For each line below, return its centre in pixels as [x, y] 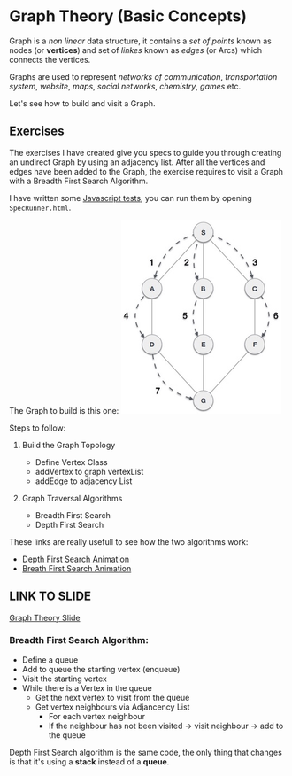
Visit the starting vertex [65, 679]
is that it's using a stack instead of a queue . [89, 761]
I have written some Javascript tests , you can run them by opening [131, 198]
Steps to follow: [38, 428]
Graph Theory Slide [45, 617]
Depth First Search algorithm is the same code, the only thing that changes [146, 752]
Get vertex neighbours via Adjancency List [112, 707]
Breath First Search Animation [77, 568]
